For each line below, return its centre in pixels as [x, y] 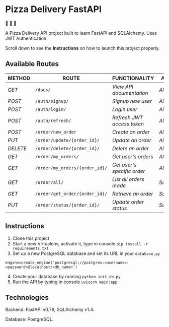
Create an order [131, 132]
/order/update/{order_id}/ [67, 140]
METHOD [19, 78]
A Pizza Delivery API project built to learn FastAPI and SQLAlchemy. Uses [81, 33]
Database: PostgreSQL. [29, 319]
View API [123, 87]
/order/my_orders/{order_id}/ [71, 168]
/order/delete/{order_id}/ [67, 148]
